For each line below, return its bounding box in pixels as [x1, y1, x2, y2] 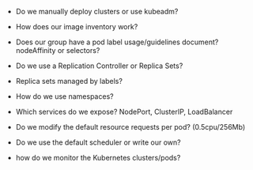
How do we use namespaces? [15, 92, 114, 101]
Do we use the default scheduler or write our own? [15, 138, 181, 147]
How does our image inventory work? [15, 22, 138, 31]
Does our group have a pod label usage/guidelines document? [15, 37, 219, 47]
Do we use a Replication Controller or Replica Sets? [15, 61, 183, 70]
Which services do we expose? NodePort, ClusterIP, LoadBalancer [15, 107, 233, 116]
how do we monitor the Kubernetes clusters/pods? [15, 153, 181, 162]
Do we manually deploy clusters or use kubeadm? [15, 7, 179, 16]
